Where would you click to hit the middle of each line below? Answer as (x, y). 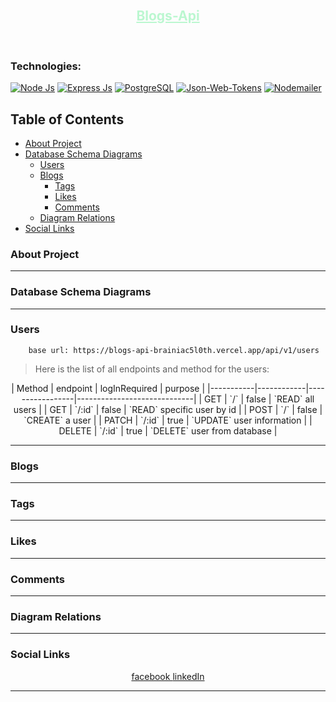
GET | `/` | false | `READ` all (259, 399)
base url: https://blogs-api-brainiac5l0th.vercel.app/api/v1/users (174, 350)
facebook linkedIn (168, 676)
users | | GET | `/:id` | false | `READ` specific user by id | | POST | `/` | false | (168, 409)
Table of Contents (67, 119)
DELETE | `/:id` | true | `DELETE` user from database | (168, 430)
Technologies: (46, 66)
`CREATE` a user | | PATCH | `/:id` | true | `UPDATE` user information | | (168, 420)
